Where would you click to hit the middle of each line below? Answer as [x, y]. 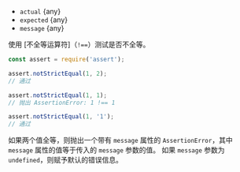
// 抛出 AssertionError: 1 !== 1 [62, 103]
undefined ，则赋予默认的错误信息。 [66, 160]
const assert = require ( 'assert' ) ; [66, 59]
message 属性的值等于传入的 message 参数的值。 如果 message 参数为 [116, 150]
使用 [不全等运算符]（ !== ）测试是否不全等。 [79, 44]
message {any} [42, 28]
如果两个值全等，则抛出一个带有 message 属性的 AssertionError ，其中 [121, 140]
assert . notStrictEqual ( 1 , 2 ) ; [58, 73]
